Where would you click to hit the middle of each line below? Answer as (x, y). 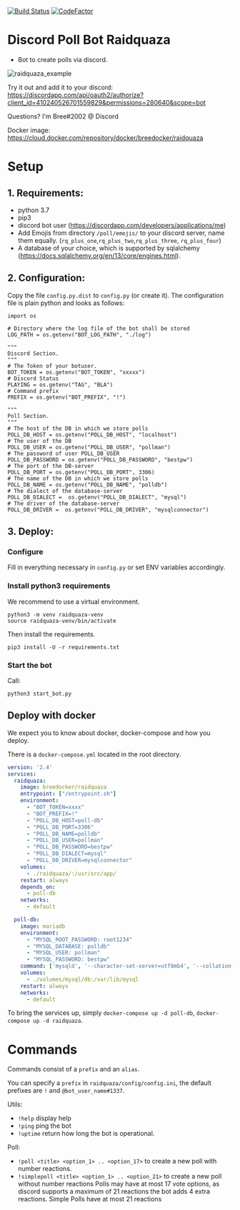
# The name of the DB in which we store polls (78, 479)
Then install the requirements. (51, 634)
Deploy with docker (52, 715)
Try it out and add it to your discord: (60, 87)
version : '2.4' (30, 767)
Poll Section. (29, 416)
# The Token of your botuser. (52, 366)
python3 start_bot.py (40, 694)
